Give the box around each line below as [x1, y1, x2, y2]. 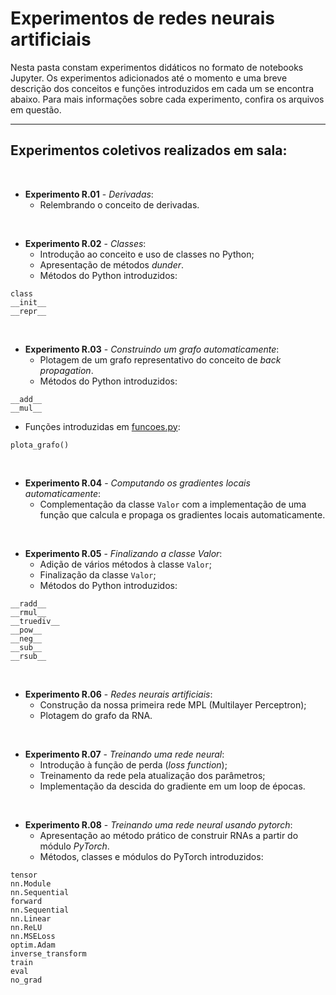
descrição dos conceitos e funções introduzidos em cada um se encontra [10, 82, 315, 94]
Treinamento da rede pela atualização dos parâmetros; [39, 769, 266, 781]
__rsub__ [10, 651, 47, 661]
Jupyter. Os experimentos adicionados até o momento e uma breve [10, 72, 288, 84]
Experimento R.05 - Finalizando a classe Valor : [24, 547, 223, 559]
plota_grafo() [10, 440, 70, 450]
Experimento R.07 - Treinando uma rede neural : [24, 748, 225, 760]
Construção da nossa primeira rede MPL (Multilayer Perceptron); [39, 698, 307, 711]
